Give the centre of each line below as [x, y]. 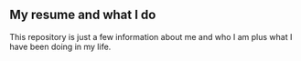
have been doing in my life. [60, 46]
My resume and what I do [83, 15]
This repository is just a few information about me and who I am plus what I [151, 36]
